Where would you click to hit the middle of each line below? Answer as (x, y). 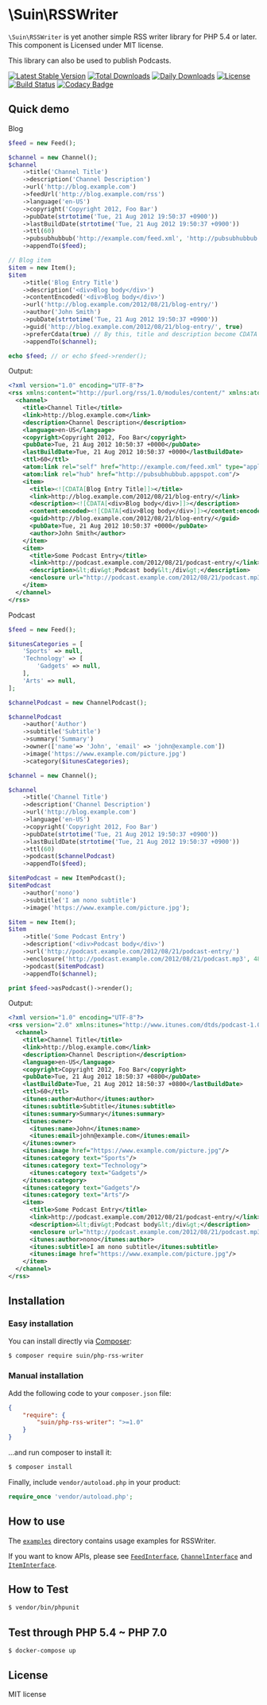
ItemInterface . (33, 1564)
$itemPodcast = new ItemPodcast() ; (67, 878)
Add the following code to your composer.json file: (90, 1393)
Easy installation (41, 1324)
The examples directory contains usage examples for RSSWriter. (112, 1541)
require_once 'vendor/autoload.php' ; (71, 1496)
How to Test (39, 1589)
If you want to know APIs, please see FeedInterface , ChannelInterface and (130, 1556)
